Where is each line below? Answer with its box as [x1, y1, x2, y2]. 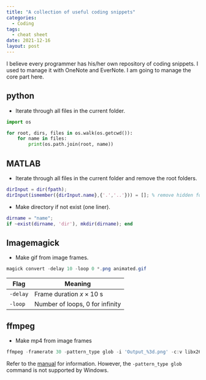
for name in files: [17, 135, 67, 142]
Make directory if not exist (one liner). [15, 203, 110, 210]
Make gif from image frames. [15, 254, 89, 261]
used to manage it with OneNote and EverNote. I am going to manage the [6, 66, 191, 74]
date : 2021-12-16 [6, 37, 51, 44]
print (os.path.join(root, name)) [28, 142, 114, 148]
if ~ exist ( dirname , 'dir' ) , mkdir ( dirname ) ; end [6, 221, 133, 227]
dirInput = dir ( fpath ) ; [6, 186, 67, 192]
